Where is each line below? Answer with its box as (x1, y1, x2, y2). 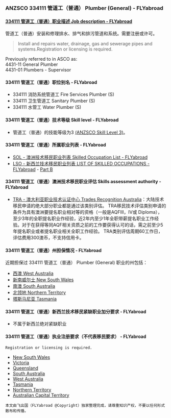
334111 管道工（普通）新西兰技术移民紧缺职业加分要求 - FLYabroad (5, 308, 146, 314)
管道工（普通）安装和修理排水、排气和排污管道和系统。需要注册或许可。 (5, 31, 157, 37)
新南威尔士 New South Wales (12, 277, 74, 283)
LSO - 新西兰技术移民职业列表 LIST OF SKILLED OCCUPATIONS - (12, 160, 150, 166)
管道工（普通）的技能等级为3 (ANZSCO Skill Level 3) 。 (12, 129, 128, 135)
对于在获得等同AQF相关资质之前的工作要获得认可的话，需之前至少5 (21, 222, 163, 228)
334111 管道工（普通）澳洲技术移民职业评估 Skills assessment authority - (5, 179, 162, 185)
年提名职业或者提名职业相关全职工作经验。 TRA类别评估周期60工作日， (12, 228, 163, 234)
